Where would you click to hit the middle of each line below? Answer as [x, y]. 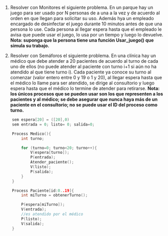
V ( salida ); [33, 224]
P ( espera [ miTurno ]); [43, 205]
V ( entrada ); [34, 210]
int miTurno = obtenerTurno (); [55, 195]
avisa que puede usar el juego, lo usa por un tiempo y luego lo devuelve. [87, 35]
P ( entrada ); [43, 157]
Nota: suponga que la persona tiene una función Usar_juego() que [82, 40]
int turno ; [33, 138]
